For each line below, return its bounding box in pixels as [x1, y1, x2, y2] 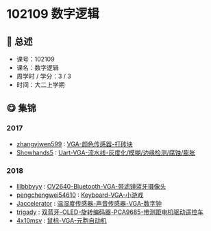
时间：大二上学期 [16, 81, 65, 89]
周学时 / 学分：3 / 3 [16, 72, 71, 80]
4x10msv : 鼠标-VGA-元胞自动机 [16, 216, 107, 224]
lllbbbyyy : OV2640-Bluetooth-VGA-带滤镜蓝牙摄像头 [16, 182, 166, 190]
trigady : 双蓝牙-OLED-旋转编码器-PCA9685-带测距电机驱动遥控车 [16, 208, 203, 216]
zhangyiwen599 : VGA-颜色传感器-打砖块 [16, 139, 133, 148]
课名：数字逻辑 [16, 64, 59, 72]
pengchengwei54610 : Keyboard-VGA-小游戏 [16, 191, 144, 199]
